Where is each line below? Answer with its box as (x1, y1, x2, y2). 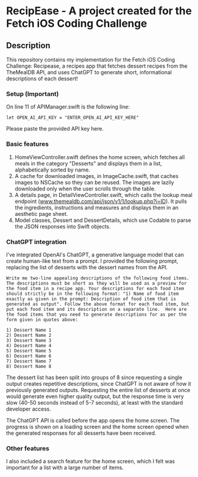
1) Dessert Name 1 (6, 327, 52, 333)
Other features (6, 444, 50, 452)
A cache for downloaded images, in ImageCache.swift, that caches (14, 172, 179, 179)
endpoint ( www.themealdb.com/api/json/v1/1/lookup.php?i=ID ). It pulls (14, 198, 187, 205)
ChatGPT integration (6, 237, 67, 246)
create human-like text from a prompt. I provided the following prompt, (6, 257, 179, 265)
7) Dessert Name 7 (6, 358, 52, 364)
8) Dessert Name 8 (6, 363, 52, 369)
